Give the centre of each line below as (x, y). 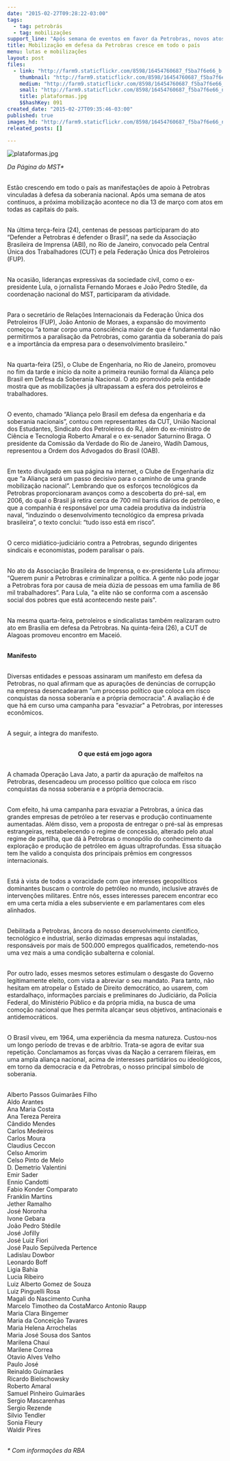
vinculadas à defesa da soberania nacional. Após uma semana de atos (106, 195)
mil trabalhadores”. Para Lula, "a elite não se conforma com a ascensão (108, 593)
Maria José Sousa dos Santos (49, 1335)
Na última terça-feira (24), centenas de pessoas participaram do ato (103, 230)
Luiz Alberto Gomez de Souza (49, 1284)
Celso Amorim (27, 1153)
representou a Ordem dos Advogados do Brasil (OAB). (84, 451)
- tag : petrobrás (38, 26)
